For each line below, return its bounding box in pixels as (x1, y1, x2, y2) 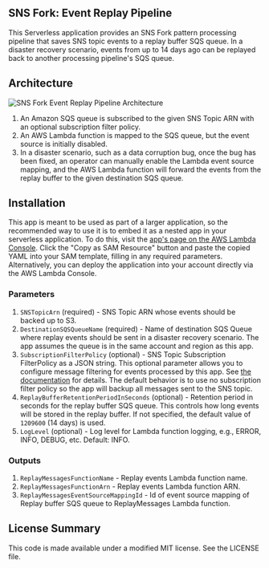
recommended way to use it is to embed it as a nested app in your (8, 226, 227, 236)
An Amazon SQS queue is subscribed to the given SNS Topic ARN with (19, 113, 255, 123)
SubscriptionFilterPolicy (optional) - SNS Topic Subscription (19, 349, 226, 359)
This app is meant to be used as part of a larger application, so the (8, 217, 229, 227)
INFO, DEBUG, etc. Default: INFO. (19, 435, 130, 444)
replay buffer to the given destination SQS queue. (19, 172, 184, 183)
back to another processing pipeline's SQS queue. (8, 53, 175, 63)
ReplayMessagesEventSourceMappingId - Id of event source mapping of (19, 490, 250, 500)
